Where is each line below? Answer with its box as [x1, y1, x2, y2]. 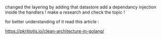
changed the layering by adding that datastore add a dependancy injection [5, 4, 157, 10]
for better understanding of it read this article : [5, 19, 99, 24]
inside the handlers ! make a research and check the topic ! [5, 9, 125, 15]
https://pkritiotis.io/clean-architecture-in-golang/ [5, 28, 104, 34]
